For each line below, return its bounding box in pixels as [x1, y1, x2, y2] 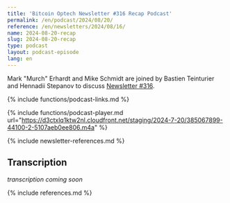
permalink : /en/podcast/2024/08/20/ [7, 17, 113, 24]
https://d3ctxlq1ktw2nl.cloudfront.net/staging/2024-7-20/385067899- [21, 116, 224, 124]
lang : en [7, 55, 33, 62]
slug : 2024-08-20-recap [7, 36, 76, 43]
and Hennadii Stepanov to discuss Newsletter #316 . [7, 81, 155, 90]
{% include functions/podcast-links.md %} [7, 95, 130, 103]
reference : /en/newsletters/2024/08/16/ [7, 23, 126, 30]
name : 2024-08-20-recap [7, 29, 76, 37]
